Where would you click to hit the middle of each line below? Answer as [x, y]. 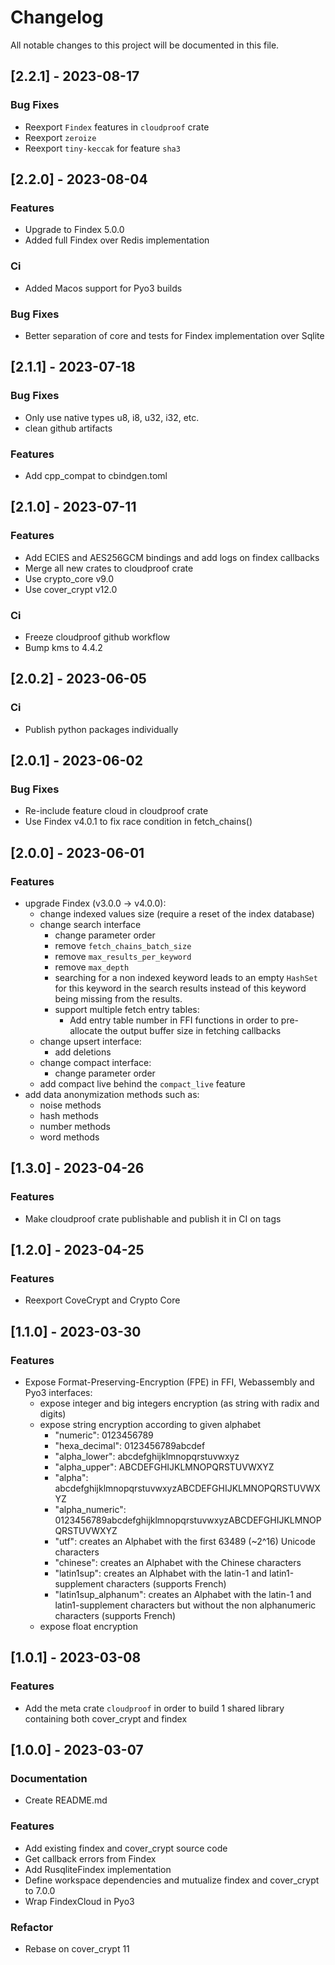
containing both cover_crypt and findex [106, 1718]
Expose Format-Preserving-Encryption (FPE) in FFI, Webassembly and [169, 1382]
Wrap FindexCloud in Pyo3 [79, 1901]
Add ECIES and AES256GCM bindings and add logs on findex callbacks [172, 557]
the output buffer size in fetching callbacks [193, 1030]
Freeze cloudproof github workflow [97, 637]
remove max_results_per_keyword [123, 956]
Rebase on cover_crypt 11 [77, 1948]
